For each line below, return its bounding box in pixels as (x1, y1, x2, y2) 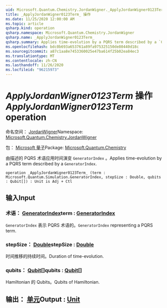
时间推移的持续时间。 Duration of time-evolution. (5, 253, 104, 259)
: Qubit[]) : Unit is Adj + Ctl (5, 179, 72, 184)
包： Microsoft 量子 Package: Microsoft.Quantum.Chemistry (5, 145, 126, 151)
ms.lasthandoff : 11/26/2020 (5, 63, 64, 68)
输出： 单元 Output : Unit (5, 295, 80, 304)
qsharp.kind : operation (5, 26, 55, 31)
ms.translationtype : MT (5, 53, 55, 59)
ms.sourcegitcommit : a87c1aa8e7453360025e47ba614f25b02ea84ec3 (5, 49, 139, 54)
